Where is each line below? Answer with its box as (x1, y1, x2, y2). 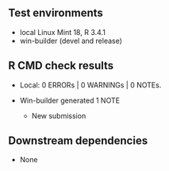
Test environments (8, 6, 103, 20)
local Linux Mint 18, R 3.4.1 (19, 27, 106, 37)
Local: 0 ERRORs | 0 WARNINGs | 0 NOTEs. (19, 80, 162, 90)
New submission (31, 111, 86, 120)
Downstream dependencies (8, 134, 148, 148)
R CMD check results (8, 59, 114, 72)
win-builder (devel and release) (19, 36, 123, 45)
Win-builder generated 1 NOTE (19, 95, 121, 105)
